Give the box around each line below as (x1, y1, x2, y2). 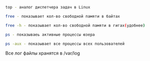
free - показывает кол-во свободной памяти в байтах (5, 14, 120, 19)
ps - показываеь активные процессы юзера (5, 32, 95, 37)
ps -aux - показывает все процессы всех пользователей (5, 41, 125, 46)
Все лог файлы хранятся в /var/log (5, 50, 80, 56)
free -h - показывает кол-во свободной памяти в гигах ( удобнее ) (5, 23, 145, 28)
